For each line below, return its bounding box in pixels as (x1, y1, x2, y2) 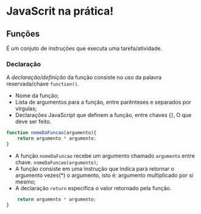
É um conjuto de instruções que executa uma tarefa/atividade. (6, 45, 163, 52)
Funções (6, 29, 40, 39)
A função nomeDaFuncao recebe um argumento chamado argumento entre (15, 152, 195, 159)
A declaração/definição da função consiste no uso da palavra (6, 74, 162, 81)
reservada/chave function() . (6, 80, 79, 88)
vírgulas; (15, 105, 37, 112)
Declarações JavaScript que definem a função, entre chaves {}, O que (15, 112, 192, 119)
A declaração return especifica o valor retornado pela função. (15, 184, 172, 191)
